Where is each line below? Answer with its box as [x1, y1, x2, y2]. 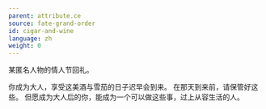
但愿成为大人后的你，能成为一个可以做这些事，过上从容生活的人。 [23, 92, 244, 102]
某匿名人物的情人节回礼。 [8, 65, 94, 75]
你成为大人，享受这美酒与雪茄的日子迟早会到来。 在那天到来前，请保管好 [8, 82, 251, 92]
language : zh [8, 34, 53, 43]
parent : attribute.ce [8, 11, 82, 20]
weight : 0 [8, 42, 42, 50]
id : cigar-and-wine [8, 27, 74, 35]
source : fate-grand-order [8, 19, 95, 27]
